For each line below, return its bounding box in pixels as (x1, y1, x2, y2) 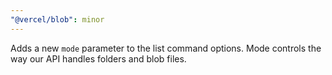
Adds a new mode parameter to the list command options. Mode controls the (10, 42, 322, 54)
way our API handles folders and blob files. (10, 52, 187, 65)
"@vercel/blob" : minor (10, 14, 105, 25)
